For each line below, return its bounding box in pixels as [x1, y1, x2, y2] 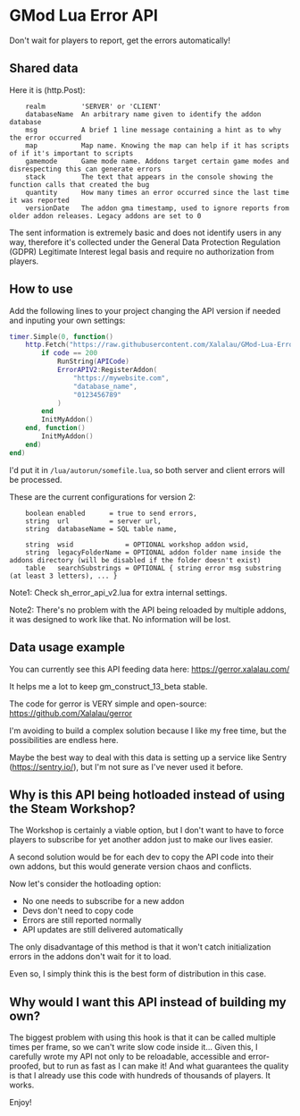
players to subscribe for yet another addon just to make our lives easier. [9, 834, 274, 845]
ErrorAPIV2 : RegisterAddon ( [56, 366, 158, 375]
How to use [9, 282, 73, 297]
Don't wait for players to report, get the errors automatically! [9, 35, 230, 46]
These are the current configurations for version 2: [9, 491, 196, 502]
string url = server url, [25, 516, 162, 526]
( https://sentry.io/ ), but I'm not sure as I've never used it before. [9, 761, 244, 772]
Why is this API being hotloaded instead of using [9, 787, 286, 802]
